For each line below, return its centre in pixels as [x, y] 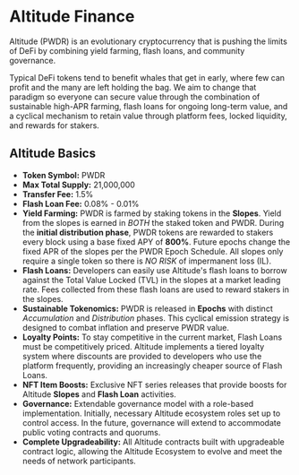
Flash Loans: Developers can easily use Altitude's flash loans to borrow [155, 270]
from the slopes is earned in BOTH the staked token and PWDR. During [153, 222]
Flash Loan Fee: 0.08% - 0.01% [81, 203]
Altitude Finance [72, 17]
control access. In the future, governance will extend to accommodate [152, 422]
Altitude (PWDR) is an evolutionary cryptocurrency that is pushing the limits [149, 41]
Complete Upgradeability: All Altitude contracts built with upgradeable [153, 442]
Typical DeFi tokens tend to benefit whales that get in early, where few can [147, 77]
